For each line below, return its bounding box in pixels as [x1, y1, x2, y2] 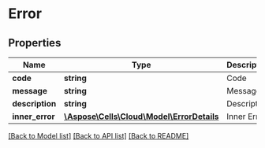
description [12, 98, 57, 109]
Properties [8, 36, 62, 50]
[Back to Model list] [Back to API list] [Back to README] [8, 131, 189, 140]
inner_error [12, 111, 55, 122]
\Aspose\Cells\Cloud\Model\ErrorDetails [63, 111, 219, 122]
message [12, 86, 47, 96]
